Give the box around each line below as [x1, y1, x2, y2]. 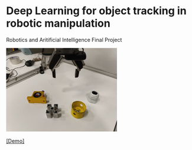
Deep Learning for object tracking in [6, 4, 187, 18]
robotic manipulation [6, 17, 110, 30]
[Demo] [6, 137, 25, 144]
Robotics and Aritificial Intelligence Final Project [6, 36, 122, 43]
